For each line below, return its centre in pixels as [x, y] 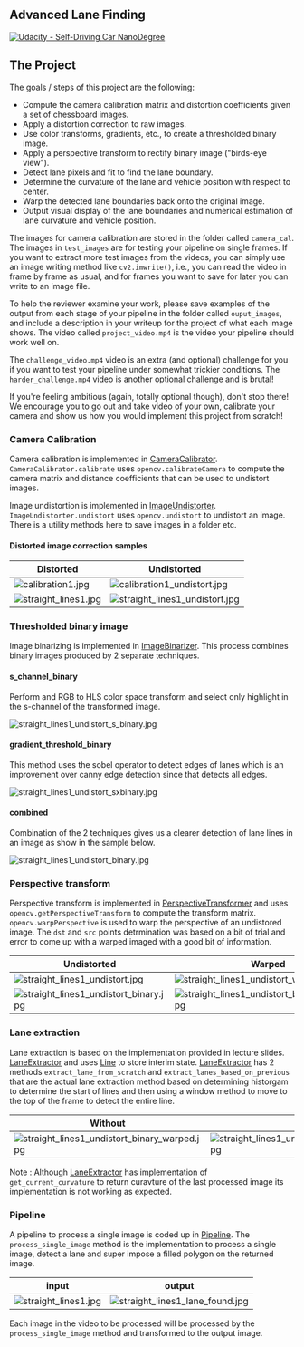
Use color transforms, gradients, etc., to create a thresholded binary [149, 133]
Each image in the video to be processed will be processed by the [132, 1323]
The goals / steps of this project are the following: [102, 87]
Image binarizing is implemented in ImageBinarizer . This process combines [149, 646]
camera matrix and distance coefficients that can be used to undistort [139, 478]
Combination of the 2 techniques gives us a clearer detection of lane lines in [152, 833]
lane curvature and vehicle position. [89, 220]
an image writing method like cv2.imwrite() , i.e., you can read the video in [148, 266]
